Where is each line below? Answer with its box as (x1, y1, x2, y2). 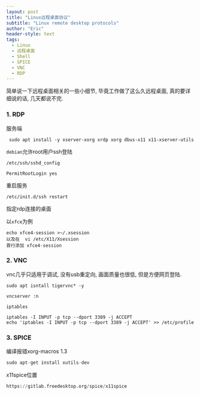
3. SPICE (6, 333, 32, 342)
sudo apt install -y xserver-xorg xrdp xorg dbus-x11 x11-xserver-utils (8, 136, 195, 143)
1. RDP (6, 110, 25, 119)
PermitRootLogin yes (6, 170, 58, 176)
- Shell (11, 53, 31, 59)
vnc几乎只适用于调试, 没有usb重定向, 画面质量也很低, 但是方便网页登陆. (6, 271, 182, 278)
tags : (6, 37, 20, 43)
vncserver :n (6, 293, 39, 299)
